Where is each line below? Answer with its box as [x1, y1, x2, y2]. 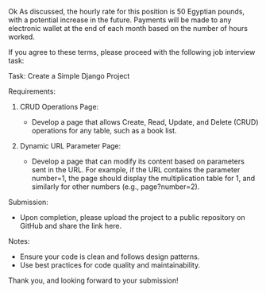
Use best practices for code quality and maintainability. [19, 260, 201, 269]
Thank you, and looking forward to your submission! [8, 276, 179, 285]
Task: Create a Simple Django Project [8, 71, 130, 80]
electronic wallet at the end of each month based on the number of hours [8, 24, 249, 33]
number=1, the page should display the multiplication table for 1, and [31, 174, 256, 183]
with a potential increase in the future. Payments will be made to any [8, 15, 232, 25]
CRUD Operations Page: [19, 102, 99, 111]
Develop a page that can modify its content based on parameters [31, 156, 245, 166]
